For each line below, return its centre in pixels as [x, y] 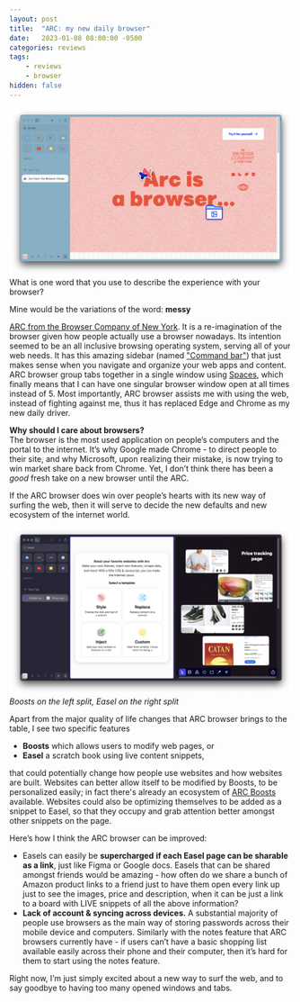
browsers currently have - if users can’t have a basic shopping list [145, 942]
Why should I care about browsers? [77, 430]
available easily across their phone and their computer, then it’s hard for [155, 952]
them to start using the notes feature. [91, 961]
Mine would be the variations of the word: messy [100, 309]
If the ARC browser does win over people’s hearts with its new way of [138, 495]
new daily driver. [40, 412]
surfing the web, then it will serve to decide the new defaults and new [138, 505]
